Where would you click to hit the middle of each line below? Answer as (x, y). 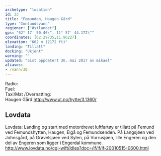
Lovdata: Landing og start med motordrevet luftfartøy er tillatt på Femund (80, 127)
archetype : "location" (29, 10)
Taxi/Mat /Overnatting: (28, 94)
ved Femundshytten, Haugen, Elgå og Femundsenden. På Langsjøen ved (80, 132)
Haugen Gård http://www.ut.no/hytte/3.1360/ (51, 99)
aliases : (14, 65)
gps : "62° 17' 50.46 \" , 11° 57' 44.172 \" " (50, 33)
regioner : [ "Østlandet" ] (31, 28)
